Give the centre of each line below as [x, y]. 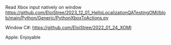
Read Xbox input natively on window [44, 7]
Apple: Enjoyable [23, 37]
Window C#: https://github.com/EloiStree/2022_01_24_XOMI [68, 27]
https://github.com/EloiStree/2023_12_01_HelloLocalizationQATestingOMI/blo [85, 12]
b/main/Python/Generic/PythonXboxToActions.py [57, 18]
